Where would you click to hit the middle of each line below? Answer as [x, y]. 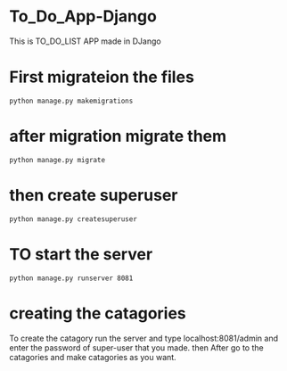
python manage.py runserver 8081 [71, 278]
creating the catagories [98, 313]
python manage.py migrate [57, 160]
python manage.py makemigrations [71, 101]
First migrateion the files [102, 77]
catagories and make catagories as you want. [93, 357]
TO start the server [81, 254]
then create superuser [94, 195]
